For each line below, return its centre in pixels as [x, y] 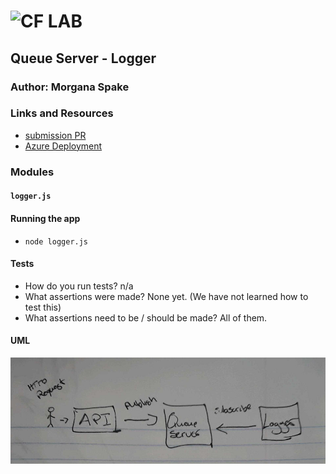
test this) [43, 307]
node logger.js [56, 241]
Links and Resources [62, 113]
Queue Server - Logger [83, 58]
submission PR [55, 135]
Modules [32, 172]
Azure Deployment [63, 146]
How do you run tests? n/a [79, 286]
